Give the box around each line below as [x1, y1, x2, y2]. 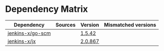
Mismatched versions [104, 21, 157, 28]
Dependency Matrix [5, 3, 88, 15]
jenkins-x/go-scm [7, 30, 51, 37]
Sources [55, 21, 76, 28]
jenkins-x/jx [7, 38, 36, 45]
